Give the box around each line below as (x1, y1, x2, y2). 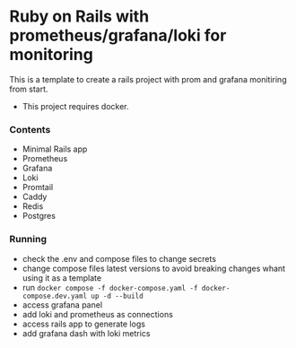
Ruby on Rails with (9, 6, 150, 27)
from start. (9, 83, 48, 94)
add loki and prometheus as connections (22, 309, 173, 319)
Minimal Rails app (22, 144, 88, 154)
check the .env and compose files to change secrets (22, 253, 217, 264)
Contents (9, 123, 51, 135)
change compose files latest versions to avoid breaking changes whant (22, 263, 285, 274)
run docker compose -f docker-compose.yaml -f (22, 282, 198, 292)
